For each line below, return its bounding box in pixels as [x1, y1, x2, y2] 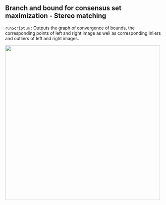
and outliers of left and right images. [5, 35, 79, 41]
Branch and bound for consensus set [5, 4, 122, 12]
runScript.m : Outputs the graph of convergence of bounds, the [5, 25, 135, 31]
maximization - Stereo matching [5, 12, 107, 20]
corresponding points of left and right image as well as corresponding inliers [5, 30, 161, 36]
